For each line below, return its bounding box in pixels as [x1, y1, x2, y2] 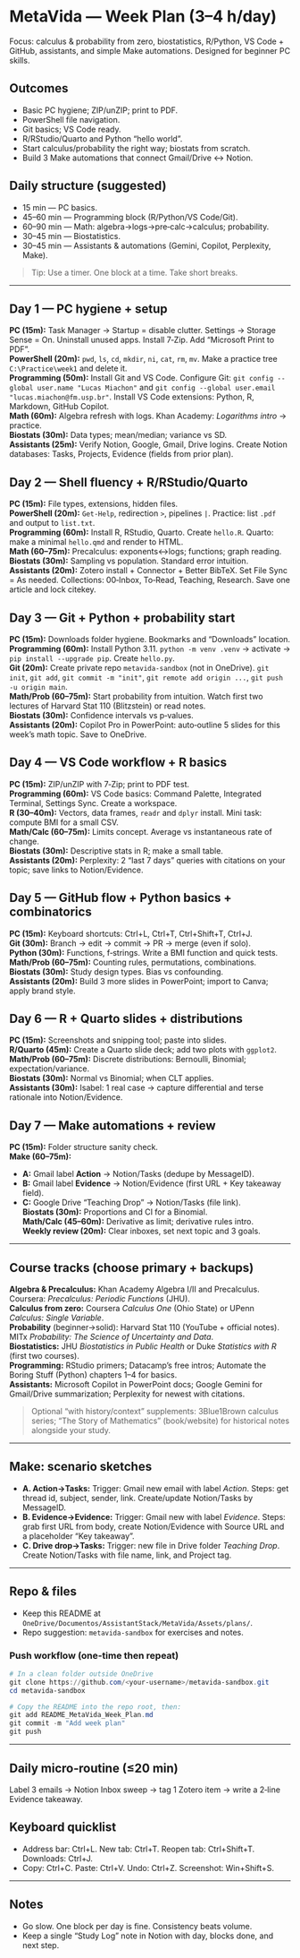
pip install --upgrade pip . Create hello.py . [9, 653, 176, 664]
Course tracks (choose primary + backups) [9, 1260, 254, 1275]
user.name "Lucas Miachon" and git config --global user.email [37, 382, 276, 393]
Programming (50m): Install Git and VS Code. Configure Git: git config [9, 373, 274, 383]
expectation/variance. [9, 1063, 90, 1074]
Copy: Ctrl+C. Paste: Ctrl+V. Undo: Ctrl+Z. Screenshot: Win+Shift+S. [21, 1862, 275, 1873]
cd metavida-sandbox [9, 1686, 87, 1695]
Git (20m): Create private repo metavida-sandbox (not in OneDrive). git [9, 663, 270, 673]
